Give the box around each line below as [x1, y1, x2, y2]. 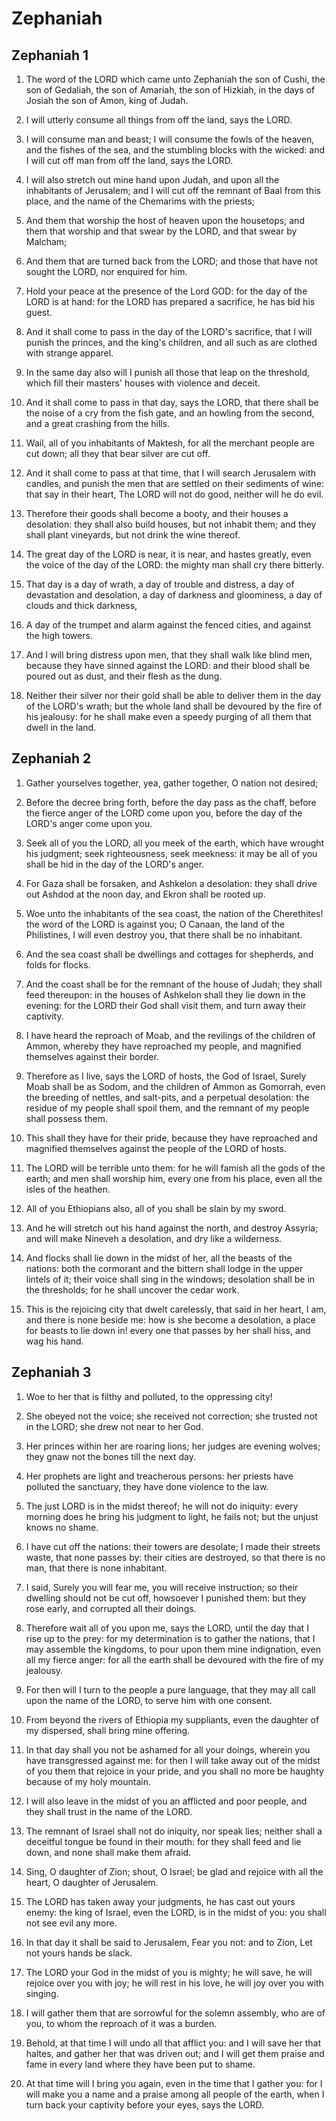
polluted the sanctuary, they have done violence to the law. [25, 1480, 269, 1492]
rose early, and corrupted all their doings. [25, 1602, 197, 1614]
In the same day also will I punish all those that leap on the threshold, [25, 367, 311, 378]
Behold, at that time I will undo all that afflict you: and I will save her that [25, 2037, 322, 2049]
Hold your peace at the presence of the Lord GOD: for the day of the [25, 285, 308, 297]
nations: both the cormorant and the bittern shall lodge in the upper [25, 1262, 304, 1274]
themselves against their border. [25, 1050, 159, 1062]
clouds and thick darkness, [25, 600, 138, 611]
